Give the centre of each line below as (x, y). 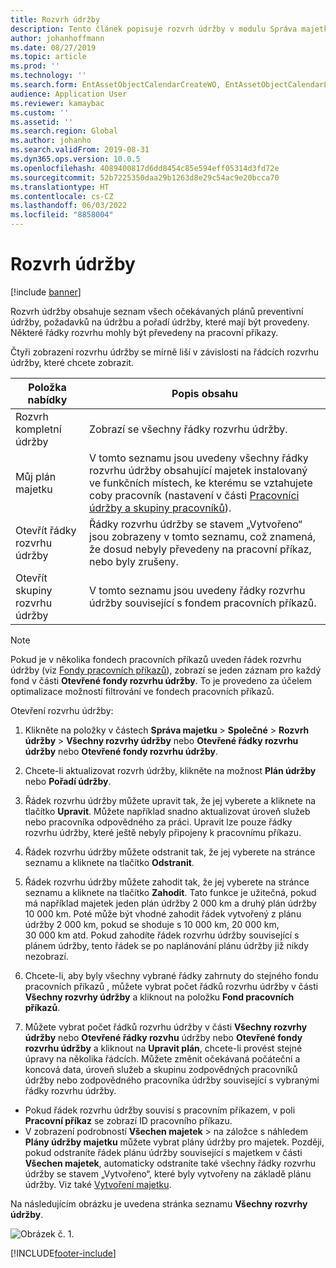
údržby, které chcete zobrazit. (72, 362)
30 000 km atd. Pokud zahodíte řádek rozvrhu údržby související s (162, 935)
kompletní (38, 429)
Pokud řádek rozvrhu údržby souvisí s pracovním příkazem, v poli (160, 1110)
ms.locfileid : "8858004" (62, 215)
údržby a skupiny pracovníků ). (160, 508)
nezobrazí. (46, 956)
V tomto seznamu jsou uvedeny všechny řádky (199, 458)
